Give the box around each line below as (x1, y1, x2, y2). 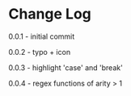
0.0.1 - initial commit (8, 31, 75, 41)
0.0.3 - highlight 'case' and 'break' (8, 62, 123, 73)
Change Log (8, 5, 91, 23)
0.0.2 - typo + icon (8, 47, 71, 56)
